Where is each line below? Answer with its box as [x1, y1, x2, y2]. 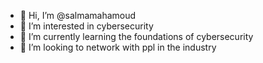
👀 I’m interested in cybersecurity [19, 20, 154, 32]
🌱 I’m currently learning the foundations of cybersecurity [19, 31, 254, 42]
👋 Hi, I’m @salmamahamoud [19, 10, 137, 21]
